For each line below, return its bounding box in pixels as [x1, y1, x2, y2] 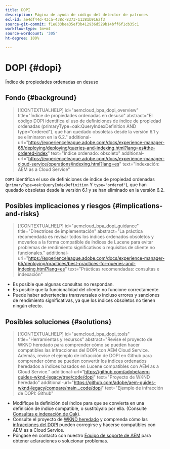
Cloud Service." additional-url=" [17, 369, 84, 375]
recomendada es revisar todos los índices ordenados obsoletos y [17, 234, 154, 240]
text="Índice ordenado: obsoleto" [51, 150, 120, 156]
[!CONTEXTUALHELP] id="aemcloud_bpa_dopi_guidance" [17, 223, 139, 229]
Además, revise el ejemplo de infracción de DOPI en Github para [17, 353, 152, 359]
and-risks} [5, 210, 40, 218]
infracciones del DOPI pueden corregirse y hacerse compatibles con [12, 422, 156, 428]
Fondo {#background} [5, 93, 77, 102]
